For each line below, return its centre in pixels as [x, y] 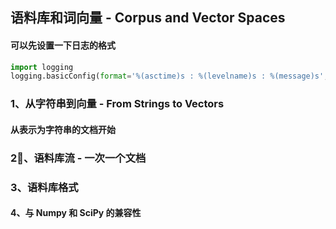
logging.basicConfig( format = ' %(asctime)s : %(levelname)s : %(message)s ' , [169, 76]
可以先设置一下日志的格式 [63, 45]
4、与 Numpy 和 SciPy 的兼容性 [76, 213]
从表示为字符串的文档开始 [63, 129]
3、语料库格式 [44, 187]
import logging [42, 67]
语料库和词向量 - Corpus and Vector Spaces [148, 18]
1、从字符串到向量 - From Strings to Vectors [117, 104]
